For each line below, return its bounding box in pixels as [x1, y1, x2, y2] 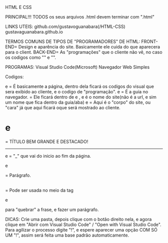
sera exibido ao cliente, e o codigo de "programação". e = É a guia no [5, 89, 148, 94]
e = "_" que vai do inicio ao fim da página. [5, 153, 91, 159]
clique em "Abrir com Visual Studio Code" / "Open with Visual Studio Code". [5, 222, 161, 228]
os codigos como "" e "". [5, 54, 56, 60]
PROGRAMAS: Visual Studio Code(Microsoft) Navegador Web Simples [5, 64, 150, 70]
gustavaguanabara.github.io [5, 29, 63, 34]
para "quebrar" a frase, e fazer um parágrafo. [5, 207, 99, 213]
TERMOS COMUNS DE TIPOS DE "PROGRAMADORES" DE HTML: [5, 38, 140, 44]
